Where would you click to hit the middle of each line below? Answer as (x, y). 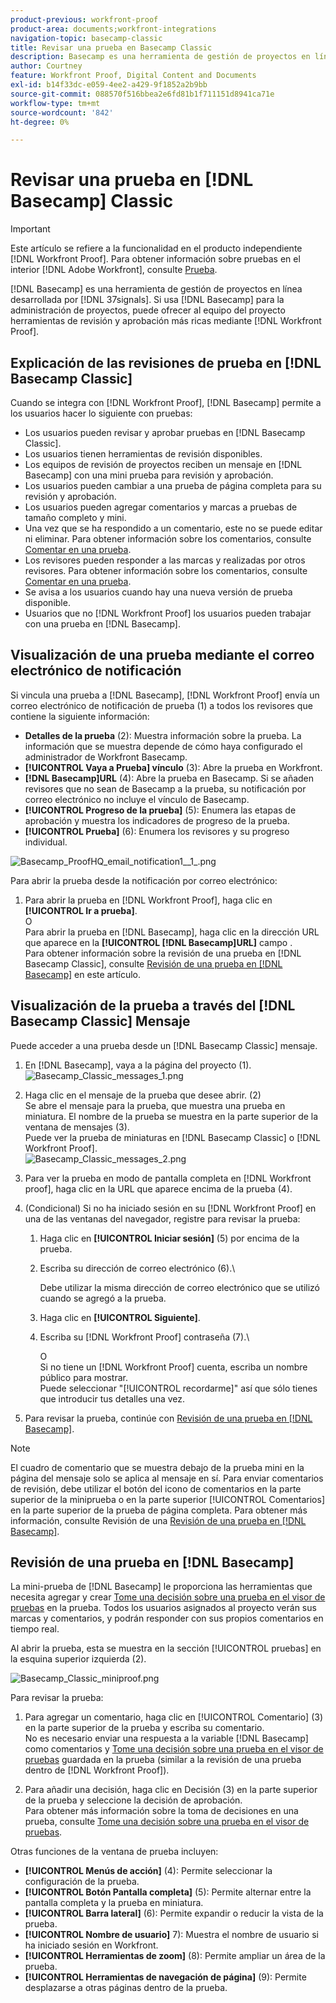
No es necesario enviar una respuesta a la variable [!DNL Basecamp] (166, 1738)
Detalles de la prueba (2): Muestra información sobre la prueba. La (163, 735)
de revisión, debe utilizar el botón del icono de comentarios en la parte (156, 1488)
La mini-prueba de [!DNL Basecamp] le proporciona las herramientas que (161, 1587)
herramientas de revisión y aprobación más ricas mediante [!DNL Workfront (166, 321)
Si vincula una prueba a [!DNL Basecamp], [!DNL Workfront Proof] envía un (165, 695)
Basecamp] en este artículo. (82, 974)
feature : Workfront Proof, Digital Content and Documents (133, 76)
